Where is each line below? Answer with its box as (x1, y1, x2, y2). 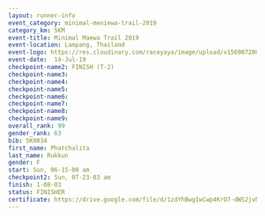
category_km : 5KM (8, 26, 65, 34)
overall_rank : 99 (8, 122, 65, 130)
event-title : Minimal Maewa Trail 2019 (8, 33, 140, 42)
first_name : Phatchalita (8, 144, 90, 152)
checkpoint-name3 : (8, 70, 69, 78)
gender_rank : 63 (8, 129, 62, 137)
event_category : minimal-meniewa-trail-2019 (8, 19, 157, 27)
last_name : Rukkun (8, 151, 69, 159)
